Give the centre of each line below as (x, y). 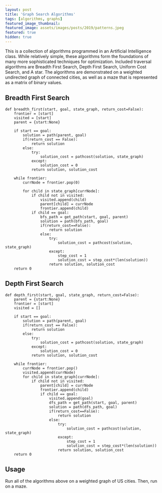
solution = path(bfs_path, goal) (74, 221)
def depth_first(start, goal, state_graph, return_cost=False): (72, 295)
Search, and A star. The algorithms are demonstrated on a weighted (74, 72)
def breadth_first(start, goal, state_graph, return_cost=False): (74, 109)
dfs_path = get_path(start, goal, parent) (93, 402)
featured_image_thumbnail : (33, 23)
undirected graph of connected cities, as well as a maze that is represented (81, 77)
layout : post (18, 10)
